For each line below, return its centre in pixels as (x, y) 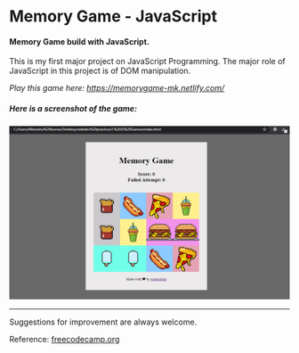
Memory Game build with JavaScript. (79, 41)
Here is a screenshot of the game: (73, 108)
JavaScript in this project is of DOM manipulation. (100, 71)
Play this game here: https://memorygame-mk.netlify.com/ (117, 88)
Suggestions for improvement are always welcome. (103, 322)
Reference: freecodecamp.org (65, 340)
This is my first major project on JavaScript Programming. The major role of (148, 62)
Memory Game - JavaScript (113, 16)
